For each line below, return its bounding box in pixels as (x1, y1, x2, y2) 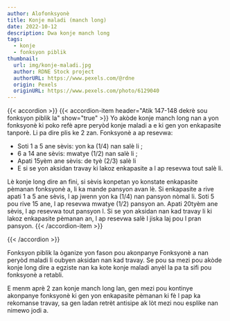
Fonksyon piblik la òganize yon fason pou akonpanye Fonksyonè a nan (7, 249, 209, 257)
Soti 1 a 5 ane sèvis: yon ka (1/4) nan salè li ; (17, 142, 143, 150)
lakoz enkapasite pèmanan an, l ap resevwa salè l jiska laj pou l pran (7, 214, 202, 223)
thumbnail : (7, 55, 39, 62)
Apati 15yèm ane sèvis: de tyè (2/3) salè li (17, 157, 136, 165)
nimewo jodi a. (7, 306, 48, 315)
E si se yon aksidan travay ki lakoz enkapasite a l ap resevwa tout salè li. (17, 164, 223, 173)
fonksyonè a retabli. (7, 271, 64, 279)
